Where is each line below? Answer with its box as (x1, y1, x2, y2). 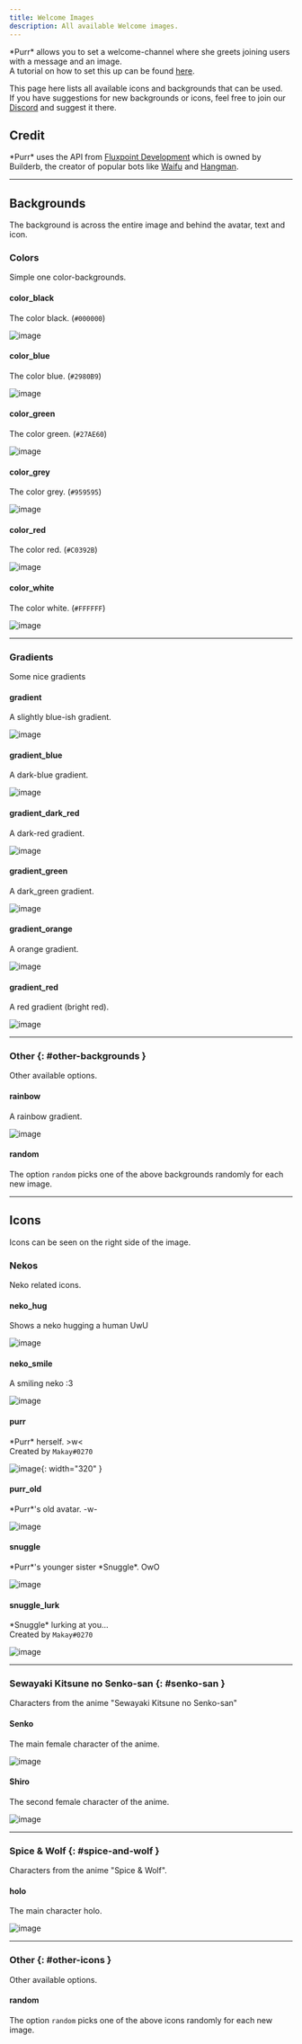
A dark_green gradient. (9, 885, 94, 896)
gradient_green (9, 866, 68, 876)
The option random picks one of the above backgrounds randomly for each (9, 1169, 284, 1179)
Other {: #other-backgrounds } (9, 1050, 147, 1062)
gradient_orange (9, 923, 74, 935)
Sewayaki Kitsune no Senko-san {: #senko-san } (9, 1677, 226, 1690)
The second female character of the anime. (9, 1796, 170, 1807)
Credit (9, 128, 45, 143)
